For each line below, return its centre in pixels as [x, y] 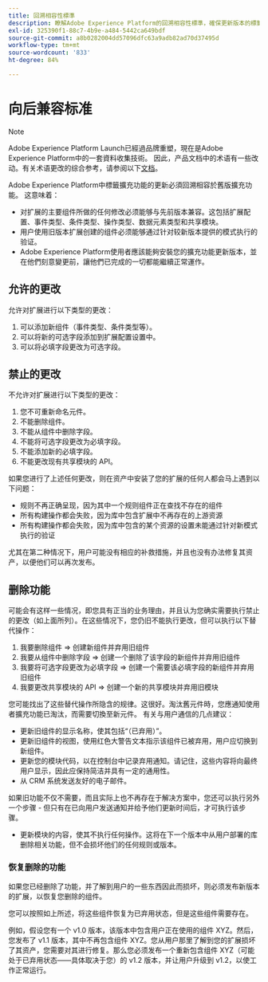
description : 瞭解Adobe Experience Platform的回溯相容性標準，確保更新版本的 [130, 23]
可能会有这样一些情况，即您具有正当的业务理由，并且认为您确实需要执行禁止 [134, 611]
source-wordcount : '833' [49, 53]
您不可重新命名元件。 [55, 412]
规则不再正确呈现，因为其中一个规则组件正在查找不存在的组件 [121, 505]
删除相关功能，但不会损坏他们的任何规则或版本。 [100, 845]
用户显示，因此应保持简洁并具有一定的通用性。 [97, 771]
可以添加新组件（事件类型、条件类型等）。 [88, 327]
